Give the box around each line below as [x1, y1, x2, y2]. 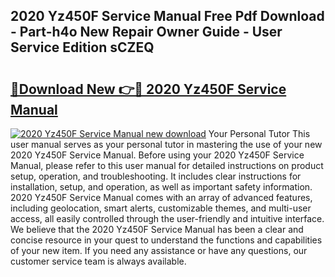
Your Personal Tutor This [208, 128, 311, 139]
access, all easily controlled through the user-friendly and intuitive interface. [10, 213, 325, 224]
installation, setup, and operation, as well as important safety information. [10, 181, 313, 193]
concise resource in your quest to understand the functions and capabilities [10, 234, 323, 246]
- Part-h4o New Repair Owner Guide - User [10, 24, 283, 41]
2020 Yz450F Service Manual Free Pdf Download [10, 8, 325, 25]
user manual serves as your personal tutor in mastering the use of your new [10, 139, 323, 150]
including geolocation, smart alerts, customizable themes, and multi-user [10, 202, 312, 214]
